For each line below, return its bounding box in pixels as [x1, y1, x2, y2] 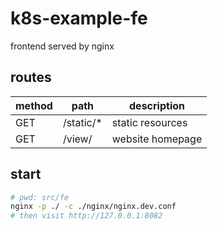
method [15, 98, 53, 112]
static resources [111, 115, 188, 129]
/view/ [62, 132, 93, 146]
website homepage [111, 132, 203, 146]
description [129, 98, 185, 112]
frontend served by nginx [10, 40, 115, 52]
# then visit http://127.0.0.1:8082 [10, 211, 163, 221]
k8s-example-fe [10, 7, 148, 30]
